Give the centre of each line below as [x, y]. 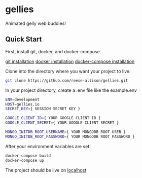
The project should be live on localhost [46, 170]
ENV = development [22, 99]
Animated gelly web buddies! [35, 23]
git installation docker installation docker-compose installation [70, 61]
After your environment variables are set [47, 146]
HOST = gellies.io [22, 104]
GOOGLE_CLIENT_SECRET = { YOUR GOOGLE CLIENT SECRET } [62, 123]
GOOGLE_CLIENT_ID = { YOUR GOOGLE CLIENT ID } [53, 118]
